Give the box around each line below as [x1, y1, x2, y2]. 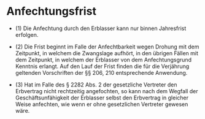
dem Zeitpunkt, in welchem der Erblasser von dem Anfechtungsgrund [15, 56, 192, 63]
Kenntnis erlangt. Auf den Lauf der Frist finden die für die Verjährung [15, 63, 190, 70]
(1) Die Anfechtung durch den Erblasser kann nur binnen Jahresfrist [15, 25, 187, 32]
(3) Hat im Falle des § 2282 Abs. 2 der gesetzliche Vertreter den [15, 81, 177, 88]
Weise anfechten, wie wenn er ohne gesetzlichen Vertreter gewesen [15, 100, 188, 108]
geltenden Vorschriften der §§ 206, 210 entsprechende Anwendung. [15, 69, 188, 76]
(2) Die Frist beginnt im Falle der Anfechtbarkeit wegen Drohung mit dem [15, 43, 199, 50]
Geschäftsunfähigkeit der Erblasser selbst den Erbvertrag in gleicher [15, 94, 189, 101]
